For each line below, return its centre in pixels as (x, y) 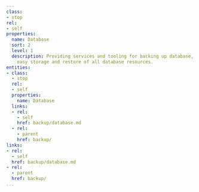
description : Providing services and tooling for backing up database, (103, 56)
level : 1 (22, 51)
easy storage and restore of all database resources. (85, 62)
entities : (19, 67)
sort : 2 (21, 45)
